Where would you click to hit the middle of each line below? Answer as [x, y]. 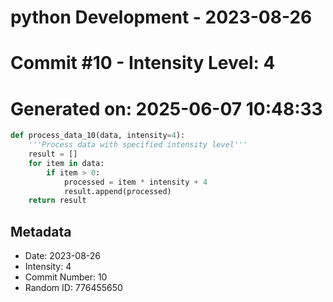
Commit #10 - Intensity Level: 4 [143, 63]
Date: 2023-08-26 [63, 256]
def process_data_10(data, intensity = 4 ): [98, 136]
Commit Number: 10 [66, 277]
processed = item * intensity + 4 [135, 182]
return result [57, 201]
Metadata [41, 231]
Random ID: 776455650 [73, 288]
